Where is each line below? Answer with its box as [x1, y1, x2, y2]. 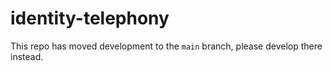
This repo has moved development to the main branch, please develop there [10, 40, 323, 52]
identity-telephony [10, 7, 170, 30]
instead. [10, 50, 44, 62]
